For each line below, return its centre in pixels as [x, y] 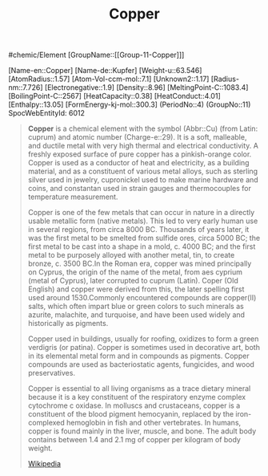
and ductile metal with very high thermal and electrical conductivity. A [143, 146]
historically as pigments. [68, 323]
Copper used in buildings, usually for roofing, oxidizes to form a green [143, 339]
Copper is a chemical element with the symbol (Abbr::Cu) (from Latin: [143, 128]
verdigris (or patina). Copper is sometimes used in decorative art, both [144, 348]
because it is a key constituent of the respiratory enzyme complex [137, 397]
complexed [46, 423]
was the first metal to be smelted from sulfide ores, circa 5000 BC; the [144, 238]
